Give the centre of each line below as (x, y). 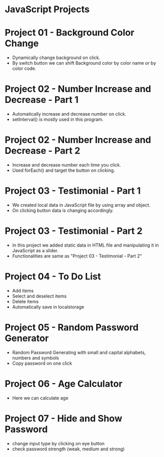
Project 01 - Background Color (70, 33)
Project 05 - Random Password (72, 328)
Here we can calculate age (40, 398)
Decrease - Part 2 (43, 151)
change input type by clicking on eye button (58, 443)
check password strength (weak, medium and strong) (69, 449)
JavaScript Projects (47, 9)
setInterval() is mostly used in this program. (58, 119)
